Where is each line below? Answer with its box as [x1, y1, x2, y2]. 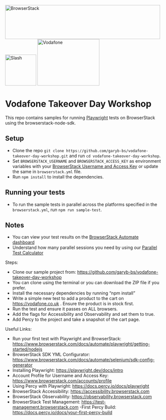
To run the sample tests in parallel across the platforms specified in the [12, 201, 158, 207]
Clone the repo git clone [12, 147, 64, 153]
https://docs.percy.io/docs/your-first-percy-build [12, 410, 112, 416]
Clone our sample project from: [12, 269, 76, 275]
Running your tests [5, 188, 65, 197]
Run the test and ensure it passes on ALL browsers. [12, 306, 118, 312]
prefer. [12, 285, 26, 291]
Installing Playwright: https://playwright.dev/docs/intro [12, 367, 123, 373]
